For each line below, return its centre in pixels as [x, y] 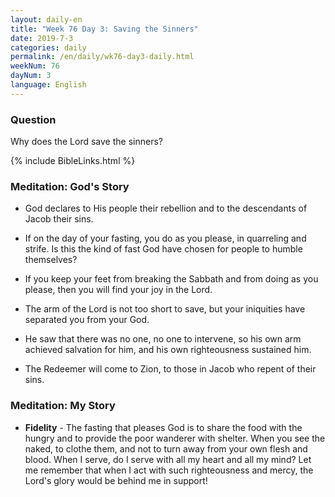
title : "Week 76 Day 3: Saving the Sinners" [104, 29]
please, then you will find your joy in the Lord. [118, 290]
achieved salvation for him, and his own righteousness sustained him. [168, 350]
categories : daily [48, 47]
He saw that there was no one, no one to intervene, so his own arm [163, 339]
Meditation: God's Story [70, 186]
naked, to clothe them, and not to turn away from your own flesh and [166, 448]
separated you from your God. [87, 320]
